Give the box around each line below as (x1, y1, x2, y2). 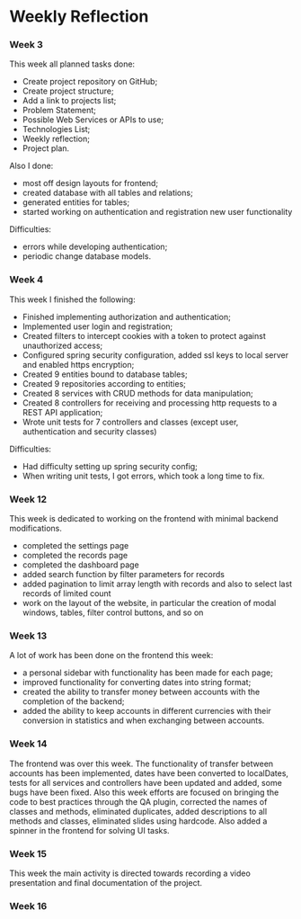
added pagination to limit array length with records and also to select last (22, 578, 293, 590)
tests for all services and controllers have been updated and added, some (9, 777, 283, 788)
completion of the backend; (22, 696, 125, 707)
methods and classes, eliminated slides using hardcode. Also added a (9, 816, 268, 826)
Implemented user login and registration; (22, 321, 173, 332)
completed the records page (22, 550, 128, 561)
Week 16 (9, 899, 48, 912)
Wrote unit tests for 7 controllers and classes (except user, (22, 416, 239, 427)
